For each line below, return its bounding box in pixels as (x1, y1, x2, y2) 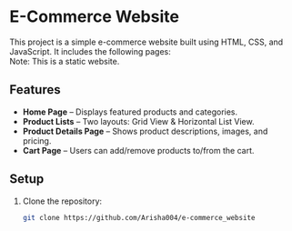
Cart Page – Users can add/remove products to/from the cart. (22, 145, 255, 156)
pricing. (22, 135, 52, 146)
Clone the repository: (22, 196, 103, 206)
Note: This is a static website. (9, 55, 120, 66)
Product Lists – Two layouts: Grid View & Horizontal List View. (22, 115, 255, 126)
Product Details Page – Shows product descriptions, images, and (22, 126, 268, 136)
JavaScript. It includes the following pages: (9, 45, 171, 56)
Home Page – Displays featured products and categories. (22, 106, 238, 117)
